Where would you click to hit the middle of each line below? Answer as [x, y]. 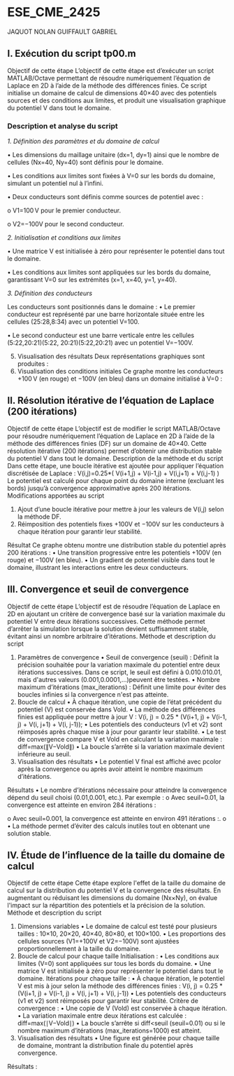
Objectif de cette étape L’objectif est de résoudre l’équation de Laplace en [114, 606]
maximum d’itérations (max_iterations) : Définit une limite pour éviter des [122, 687]
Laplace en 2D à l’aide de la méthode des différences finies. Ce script [107, 86]
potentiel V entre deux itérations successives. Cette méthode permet [106, 621]
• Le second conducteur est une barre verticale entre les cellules [101, 335]
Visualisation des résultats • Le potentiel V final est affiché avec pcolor [119, 761]
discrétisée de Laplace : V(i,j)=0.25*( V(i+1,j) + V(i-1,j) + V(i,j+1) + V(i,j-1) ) [114, 473]
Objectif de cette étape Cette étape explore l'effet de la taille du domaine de [116, 883]
